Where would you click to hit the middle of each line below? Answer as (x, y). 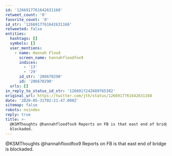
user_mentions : (26, 48)
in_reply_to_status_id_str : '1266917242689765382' (60, 91)
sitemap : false (21, 105)
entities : (16, 34)
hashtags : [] (24, 39)
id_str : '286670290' (41, 77)
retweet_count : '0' (26, 15)
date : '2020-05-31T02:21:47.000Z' (42, 100)
